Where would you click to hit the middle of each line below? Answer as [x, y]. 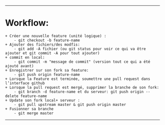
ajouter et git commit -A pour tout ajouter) [52, 53]
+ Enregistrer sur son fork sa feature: [47, 70]
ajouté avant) [20, 66]
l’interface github [25, 83]
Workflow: [27, 23]
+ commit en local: [25, 57]
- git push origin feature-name [47, 75]
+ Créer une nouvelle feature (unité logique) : [56, 36]
